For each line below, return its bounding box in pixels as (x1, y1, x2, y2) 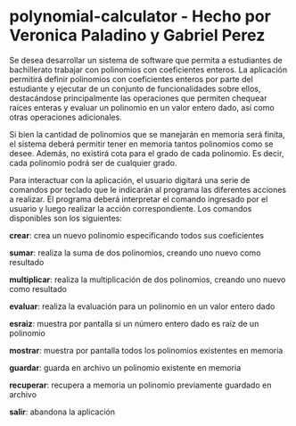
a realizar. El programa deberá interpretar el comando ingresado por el (9, 194, 268, 205)
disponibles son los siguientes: (9, 213, 123, 223)
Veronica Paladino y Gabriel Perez (9, 25, 266, 46)
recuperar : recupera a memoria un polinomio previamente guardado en (9, 380, 272, 390)
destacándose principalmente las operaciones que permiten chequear (9, 92, 267, 104)
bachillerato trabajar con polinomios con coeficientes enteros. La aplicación (9, 64, 288, 75)
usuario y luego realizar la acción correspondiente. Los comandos (9, 203, 252, 213)
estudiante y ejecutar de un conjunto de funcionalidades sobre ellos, (9, 83, 261, 94)
